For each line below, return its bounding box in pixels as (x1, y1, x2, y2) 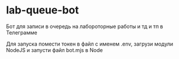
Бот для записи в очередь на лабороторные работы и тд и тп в (6, 23, 163, 30)
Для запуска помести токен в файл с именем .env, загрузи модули (6, 40, 174, 47)
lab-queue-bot (6, 4, 79, 17)
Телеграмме (6, 29, 37, 36)
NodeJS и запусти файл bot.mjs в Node (6, 46, 104, 53)
